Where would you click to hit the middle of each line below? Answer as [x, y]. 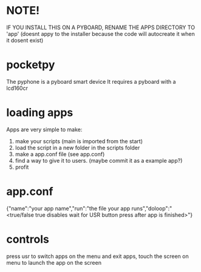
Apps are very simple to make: [44, 129]
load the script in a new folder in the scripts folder [77, 148]
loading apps [40, 113]
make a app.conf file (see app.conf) [60, 154]
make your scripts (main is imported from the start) [79, 141]
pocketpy [31, 65]
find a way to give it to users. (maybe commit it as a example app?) [99, 160]
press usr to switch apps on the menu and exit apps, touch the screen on [98, 256]
